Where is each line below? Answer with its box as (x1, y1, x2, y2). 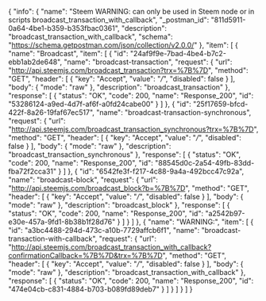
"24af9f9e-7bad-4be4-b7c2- (129, 49, 226, 58)
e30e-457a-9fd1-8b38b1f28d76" (8, 217, 116, 227)
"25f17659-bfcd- (193, 99, 249, 109)
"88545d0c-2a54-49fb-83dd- (154, 158, 255, 167)
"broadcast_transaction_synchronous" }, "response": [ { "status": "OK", (8, 150, 241, 159)
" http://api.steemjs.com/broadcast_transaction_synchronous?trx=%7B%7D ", (8, 124, 259, 134)
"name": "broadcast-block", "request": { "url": (8, 175, 159, 185)
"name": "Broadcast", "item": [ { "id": (8, 49, 129, 58)
